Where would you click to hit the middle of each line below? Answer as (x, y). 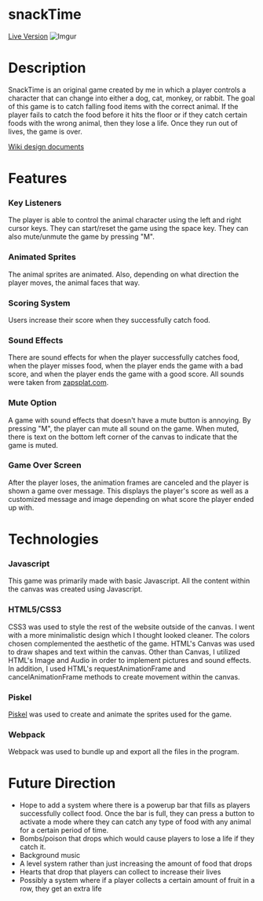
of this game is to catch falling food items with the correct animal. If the (123, 106)
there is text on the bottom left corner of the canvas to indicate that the (123, 437)
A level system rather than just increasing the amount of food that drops (136, 864)
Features (38, 179)
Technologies (54, 539)
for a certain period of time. (64, 830)
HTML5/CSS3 (35, 610)
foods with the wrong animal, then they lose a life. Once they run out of (123, 123)
